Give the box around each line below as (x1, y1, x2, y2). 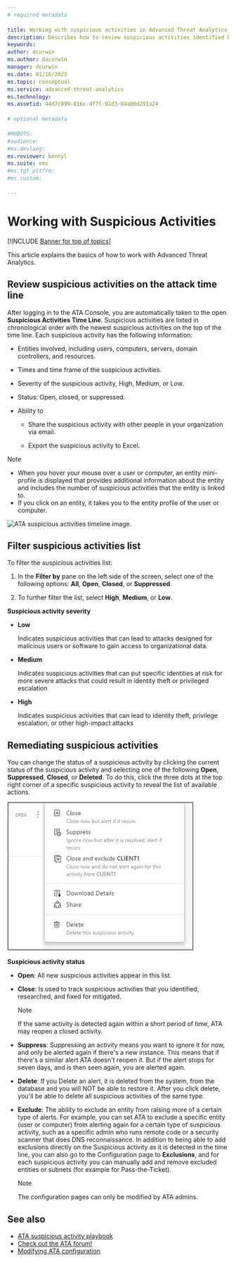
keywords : (7, 41, 37, 49)
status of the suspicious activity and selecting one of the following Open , (7, 765, 219, 774)
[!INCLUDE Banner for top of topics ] (7, 237, 111, 245)
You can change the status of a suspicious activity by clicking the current (7, 758, 220, 767)
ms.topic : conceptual (7, 78, 71, 85)
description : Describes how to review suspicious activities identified (7, 34, 225, 41)
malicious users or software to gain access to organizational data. (17, 642, 209, 650)
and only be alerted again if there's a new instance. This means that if (17, 1048, 220, 1057)
